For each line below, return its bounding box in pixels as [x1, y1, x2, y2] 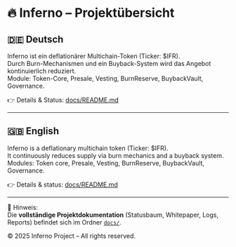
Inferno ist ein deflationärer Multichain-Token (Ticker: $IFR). [7, 52, 181, 60]
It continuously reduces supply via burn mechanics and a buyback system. [7, 151, 224, 159]
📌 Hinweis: [7, 203, 39, 211]
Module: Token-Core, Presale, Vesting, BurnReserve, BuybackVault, [7, 74, 204, 82]
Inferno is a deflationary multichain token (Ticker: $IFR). [7, 144, 169, 152]
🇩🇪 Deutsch [7, 33, 64, 45]
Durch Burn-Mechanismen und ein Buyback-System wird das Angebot [7, 60, 211, 67]
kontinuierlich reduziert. [7, 67, 77, 75]
